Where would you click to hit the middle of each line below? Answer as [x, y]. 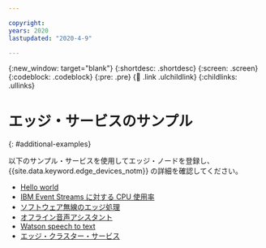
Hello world [39, 187]
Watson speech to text [58, 226]
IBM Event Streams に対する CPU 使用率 [88, 197]
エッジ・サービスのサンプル [101, 121]
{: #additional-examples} [50, 144]
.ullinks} [21, 85]
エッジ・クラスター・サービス [70, 236]
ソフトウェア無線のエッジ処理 [70, 207]
